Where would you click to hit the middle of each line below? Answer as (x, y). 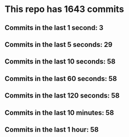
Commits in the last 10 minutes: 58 (59, 113)
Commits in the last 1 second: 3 (54, 28)
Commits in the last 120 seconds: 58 (62, 96)
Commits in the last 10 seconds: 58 (60, 62)
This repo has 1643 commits (64, 9)
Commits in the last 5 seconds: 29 (59, 44)
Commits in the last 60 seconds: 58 (61, 78)
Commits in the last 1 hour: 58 (52, 129)
